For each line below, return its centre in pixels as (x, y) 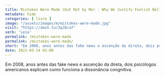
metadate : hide (21, 14)
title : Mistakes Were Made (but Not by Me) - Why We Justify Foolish (78, 10)
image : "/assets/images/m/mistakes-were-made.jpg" (58, 23)
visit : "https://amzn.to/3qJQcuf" (41, 28)
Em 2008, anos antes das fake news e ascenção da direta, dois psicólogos (81, 64)
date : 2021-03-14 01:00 (29, 50)
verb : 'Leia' (18, 32)
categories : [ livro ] (28, 19)
